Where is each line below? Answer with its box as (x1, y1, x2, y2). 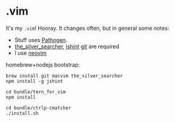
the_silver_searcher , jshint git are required (14, 43, 120, 50)
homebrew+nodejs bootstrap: (5, 61, 80, 68)
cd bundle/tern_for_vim (5, 88, 66, 95)
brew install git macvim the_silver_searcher (5, 73, 123, 79)
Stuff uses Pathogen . (14, 36, 67, 43)
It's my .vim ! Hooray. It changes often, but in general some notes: (5, 24, 170, 32)
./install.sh (5, 110, 39, 117)
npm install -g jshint (5, 78, 63, 84)
